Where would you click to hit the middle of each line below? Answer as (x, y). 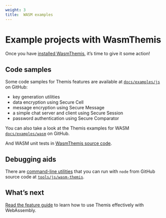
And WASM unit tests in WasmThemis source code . (59, 143)
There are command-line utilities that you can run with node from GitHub (80, 171)
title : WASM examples (29, 15)
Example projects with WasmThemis (83, 40)
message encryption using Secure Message (58, 108)
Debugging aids (31, 159)
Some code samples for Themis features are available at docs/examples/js (83, 82)
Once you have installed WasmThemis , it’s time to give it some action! (78, 54)
